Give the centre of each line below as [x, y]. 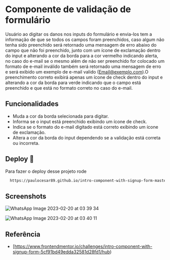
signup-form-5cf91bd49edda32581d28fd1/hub [61, 252]
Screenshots [26, 196]
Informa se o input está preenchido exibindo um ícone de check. [80, 121]
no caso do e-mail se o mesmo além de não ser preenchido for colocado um [85, 61]
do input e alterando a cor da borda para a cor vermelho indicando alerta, [82, 55]
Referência [23, 234]
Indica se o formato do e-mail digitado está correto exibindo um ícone [85, 127]
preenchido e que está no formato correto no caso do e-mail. [69, 88]
